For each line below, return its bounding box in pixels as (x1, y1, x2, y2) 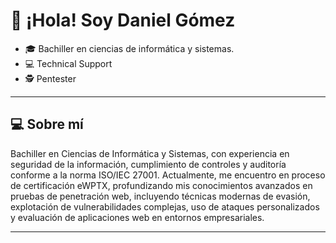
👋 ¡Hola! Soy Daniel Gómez (10, 9, 236, 32)
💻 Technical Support (24, 57, 113, 69)
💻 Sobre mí (10, 116, 84, 133)
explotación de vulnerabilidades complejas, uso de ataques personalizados (10, 200, 320, 213)
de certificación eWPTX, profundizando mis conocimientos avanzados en (10, 179, 313, 191)
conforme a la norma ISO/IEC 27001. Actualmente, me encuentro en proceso (10, 169, 326, 181)
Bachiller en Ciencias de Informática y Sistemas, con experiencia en (10, 147, 290, 159)
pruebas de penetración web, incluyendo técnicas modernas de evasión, (10, 190, 311, 202)
